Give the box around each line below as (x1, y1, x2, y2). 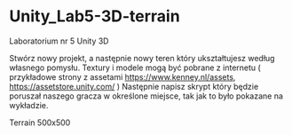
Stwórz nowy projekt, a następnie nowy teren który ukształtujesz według (9, 52, 275, 63)
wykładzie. (9, 99, 49, 110)
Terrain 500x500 (9, 117, 71, 128)
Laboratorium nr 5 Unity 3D (9, 36, 109, 46)
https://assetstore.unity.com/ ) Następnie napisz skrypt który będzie (9, 81, 259, 91)
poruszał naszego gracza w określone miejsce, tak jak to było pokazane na (9, 91, 284, 101)
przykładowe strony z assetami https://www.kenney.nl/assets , (9, 71, 236, 82)
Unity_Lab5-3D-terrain (9, 6, 180, 27)
